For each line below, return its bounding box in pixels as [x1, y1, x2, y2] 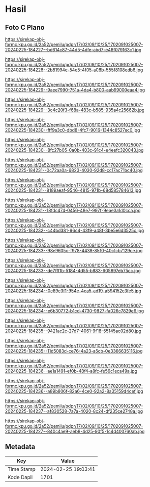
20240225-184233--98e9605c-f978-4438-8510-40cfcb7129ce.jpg [5, 248, 143, 253]
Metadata [5, 443, 35, 451]
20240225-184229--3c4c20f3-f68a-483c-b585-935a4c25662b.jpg [5, 107, 145, 113]
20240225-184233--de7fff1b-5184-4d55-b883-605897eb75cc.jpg [5, 268, 141, 273]
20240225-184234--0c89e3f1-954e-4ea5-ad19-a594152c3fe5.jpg [5, 288, 142, 294]
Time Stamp [7, 466, 36, 473]
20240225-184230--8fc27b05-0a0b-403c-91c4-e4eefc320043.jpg [5, 147, 144, 153]
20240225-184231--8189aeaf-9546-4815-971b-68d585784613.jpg [5, 187, 141, 193]
